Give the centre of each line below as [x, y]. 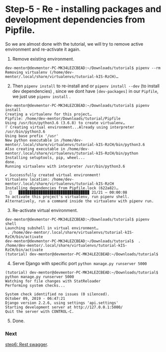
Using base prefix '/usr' [32, 136]
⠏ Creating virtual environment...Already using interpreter [70, 127]
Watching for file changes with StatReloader [53, 281]
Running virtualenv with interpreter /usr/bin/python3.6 [65, 166]
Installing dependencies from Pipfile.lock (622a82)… [62, 188]
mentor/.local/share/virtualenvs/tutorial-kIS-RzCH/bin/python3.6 [75, 144]
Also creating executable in [35, 149]
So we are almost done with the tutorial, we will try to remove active [74, 44]
